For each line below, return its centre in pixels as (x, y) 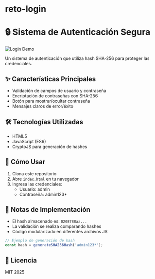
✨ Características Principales (51, 79)
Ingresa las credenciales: (37, 184)
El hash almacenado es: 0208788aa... (50, 221)
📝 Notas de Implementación (48, 210)
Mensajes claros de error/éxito (43, 106)
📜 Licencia (21, 260)
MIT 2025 (15, 272)
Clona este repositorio (34, 173)
